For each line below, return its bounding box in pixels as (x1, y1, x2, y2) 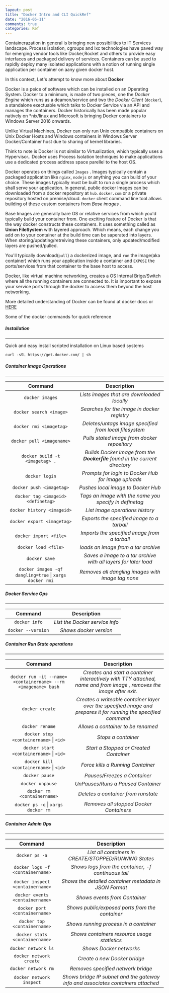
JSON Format (95, 884, 127, 891)
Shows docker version (60, 627, 113, 634)
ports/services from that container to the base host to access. (5, 263, 134, 269)
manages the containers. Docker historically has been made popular (5, 108, 147, 114)
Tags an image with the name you (79, 492, 160, 500)
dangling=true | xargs (15, 571, 66, 578)
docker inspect (14, 879, 50, 884)
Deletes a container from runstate (77, 790, 158, 797)
